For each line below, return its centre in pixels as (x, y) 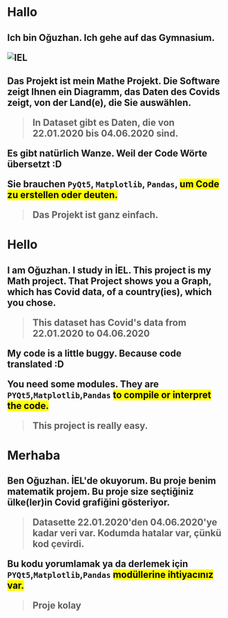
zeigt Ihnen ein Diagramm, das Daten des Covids (114, 92)
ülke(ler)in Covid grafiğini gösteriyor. (89, 503)
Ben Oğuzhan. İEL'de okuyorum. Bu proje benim (112, 481)
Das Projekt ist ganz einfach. (95, 214)
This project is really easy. (90, 426)
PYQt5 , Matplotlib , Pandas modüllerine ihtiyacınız (111, 575)
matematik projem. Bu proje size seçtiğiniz (101, 492)
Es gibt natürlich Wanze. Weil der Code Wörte (107, 153)
